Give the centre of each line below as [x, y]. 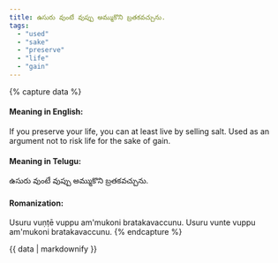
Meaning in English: [46, 112]
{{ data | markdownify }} [53, 249]
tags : [19, 26]
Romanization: [37, 203]
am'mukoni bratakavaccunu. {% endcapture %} [96, 232]
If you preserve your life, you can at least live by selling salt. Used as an [139, 131]
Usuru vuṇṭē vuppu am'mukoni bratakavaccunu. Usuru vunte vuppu [132, 222]
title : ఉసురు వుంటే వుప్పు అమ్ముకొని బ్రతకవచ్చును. [87, 17]
